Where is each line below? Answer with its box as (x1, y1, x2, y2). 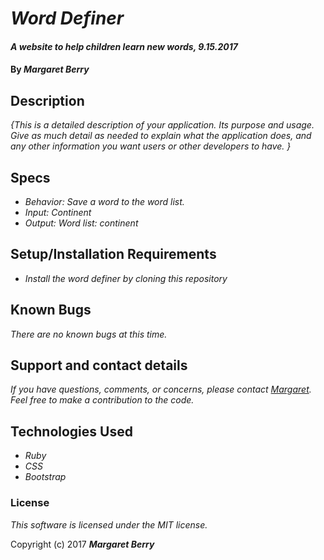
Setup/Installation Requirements (10, 246, 217, 263)
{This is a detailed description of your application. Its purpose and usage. (10, 119, 315, 131)
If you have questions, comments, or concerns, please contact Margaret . (10, 383, 312, 396)
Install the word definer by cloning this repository (24, 272, 228, 284)
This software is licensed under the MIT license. (10, 518, 208, 531)
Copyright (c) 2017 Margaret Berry (10, 538, 155, 550)
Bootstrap (24, 471, 67, 483)
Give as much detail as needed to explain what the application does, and (10, 130, 312, 142)
